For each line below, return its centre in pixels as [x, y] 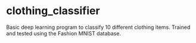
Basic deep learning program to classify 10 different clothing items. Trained [98, 27]
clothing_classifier [53, 11]
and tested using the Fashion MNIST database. [63, 33]
